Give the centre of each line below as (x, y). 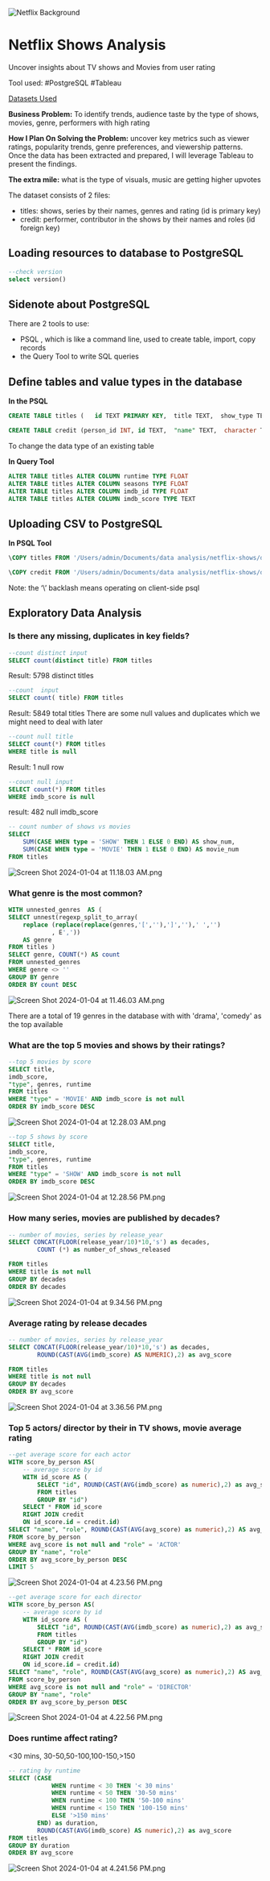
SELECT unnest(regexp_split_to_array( (73, 917)
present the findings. (43, 164)
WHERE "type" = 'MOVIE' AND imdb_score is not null (96, 1100)
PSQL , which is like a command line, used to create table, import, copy (137, 339)
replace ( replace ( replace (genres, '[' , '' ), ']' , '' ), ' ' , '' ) (122, 925)
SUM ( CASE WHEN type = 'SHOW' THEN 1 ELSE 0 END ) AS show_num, (129, 842)
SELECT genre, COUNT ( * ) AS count (64, 955)
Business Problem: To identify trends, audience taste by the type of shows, (134, 114)
